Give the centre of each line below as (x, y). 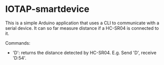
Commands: (18, 43)
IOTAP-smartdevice (47, 9)
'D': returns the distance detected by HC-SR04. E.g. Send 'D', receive (85, 53)
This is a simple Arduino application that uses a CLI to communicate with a (82, 23)
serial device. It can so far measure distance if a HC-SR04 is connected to (82, 28)
